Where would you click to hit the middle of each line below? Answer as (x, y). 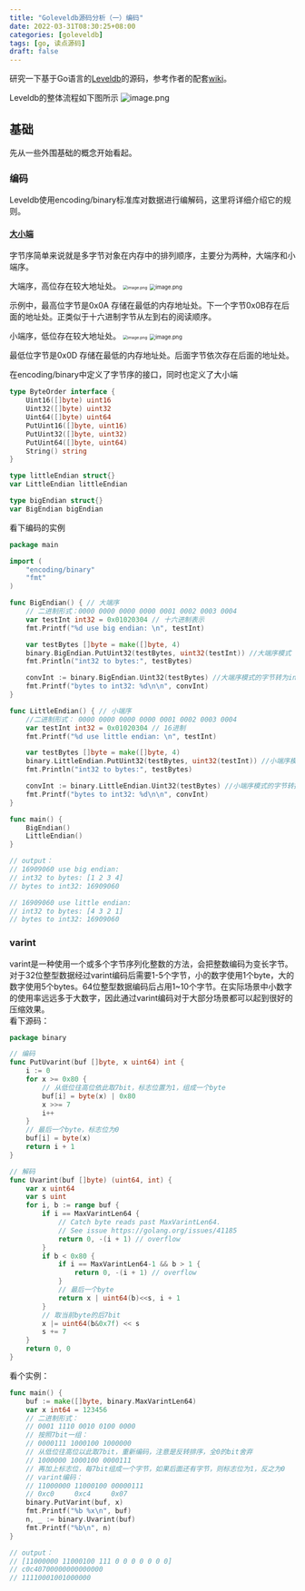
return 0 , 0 (48, 1349)
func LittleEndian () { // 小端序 (70, 711)
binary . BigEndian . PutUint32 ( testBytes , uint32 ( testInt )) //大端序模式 (159, 653)
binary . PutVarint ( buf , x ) (75, 1503)
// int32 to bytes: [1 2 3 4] (67, 878)
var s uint (46, 1197)
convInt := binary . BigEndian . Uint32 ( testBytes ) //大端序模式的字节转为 (157, 678)
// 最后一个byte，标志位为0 (73, 1130)
